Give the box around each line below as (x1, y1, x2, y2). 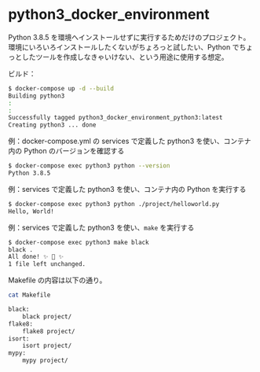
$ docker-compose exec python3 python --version (8, 162, 170, 170)
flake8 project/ (22, 327, 76, 335)
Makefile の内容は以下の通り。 (8, 275, 107, 285)
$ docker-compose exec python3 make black (8, 238, 149, 246)
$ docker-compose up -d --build (8, 84, 114, 92)
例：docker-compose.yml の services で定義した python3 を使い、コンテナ (8, 136, 251, 146)
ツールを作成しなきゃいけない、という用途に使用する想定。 (35, 52, 229, 61)
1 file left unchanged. (8, 260, 86, 268)
